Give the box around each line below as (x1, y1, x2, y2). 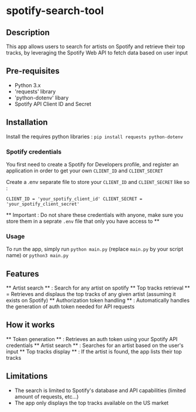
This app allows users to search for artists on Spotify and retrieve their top (6, 43, 185, 50)
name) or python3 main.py (6, 252, 69, 259)
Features (6, 268, 39, 279)
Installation (6, 117, 48, 127)
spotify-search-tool (6, 4, 104, 18)
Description (6, 28, 50, 38)
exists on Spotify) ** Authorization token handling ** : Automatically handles (6, 297, 190, 304)
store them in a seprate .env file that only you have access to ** (6, 217, 160, 224)
